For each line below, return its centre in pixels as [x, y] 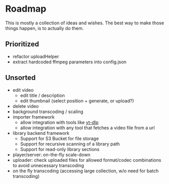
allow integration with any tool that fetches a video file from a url [87, 128]
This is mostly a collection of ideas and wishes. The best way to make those [85, 23]
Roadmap [26, 9]
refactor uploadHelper [36, 56]
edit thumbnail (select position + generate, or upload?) [77, 101]
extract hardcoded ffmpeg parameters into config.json [70, 62]
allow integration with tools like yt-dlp [59, 122]
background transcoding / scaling [48, 112]
